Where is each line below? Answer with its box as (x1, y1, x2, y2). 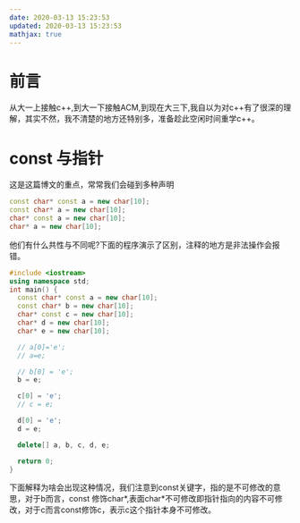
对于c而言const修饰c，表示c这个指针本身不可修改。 (24, 504, 217, 515)
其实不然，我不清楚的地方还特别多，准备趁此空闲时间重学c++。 (24, 114, 260, 124)
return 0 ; (17, 457, 54, 466)
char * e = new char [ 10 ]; (17, 326, 110, 335)
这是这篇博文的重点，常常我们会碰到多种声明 (9, 180, 175, 190)
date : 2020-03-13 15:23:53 (9, 13, 110, 22)
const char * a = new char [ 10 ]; (9, 206, 126, 215)
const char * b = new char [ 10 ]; (17, 301, 134, 311)
